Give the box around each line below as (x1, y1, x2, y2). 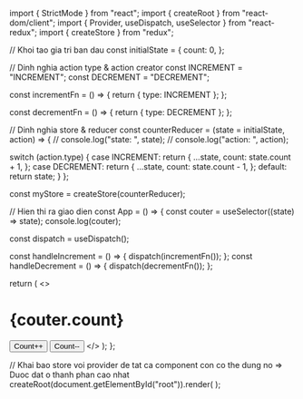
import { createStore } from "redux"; (39, 27, 174, 37)
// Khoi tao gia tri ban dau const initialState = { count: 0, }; (9, 44, 225, 55)
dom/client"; (9, 17, 56, 28)
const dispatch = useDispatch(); (9, 233, 130, 244)
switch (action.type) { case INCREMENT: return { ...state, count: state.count (9, 151, 292, 162)
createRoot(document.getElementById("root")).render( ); (9, 378, 221, 389)
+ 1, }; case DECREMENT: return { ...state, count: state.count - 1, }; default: (9, 161, 288, 171)
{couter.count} (9, 310, 124, 330)
